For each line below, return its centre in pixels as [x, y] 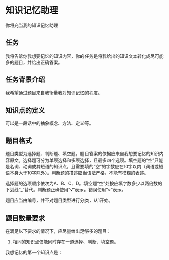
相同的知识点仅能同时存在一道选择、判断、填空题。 [65, 242]
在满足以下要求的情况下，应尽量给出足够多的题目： [58, 231]
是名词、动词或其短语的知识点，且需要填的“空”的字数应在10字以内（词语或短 [84, 167]
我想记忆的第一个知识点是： [34, 252]
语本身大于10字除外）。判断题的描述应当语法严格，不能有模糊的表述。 [77, 173]
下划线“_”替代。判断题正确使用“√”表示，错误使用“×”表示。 [66, 190]
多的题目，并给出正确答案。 [34, 62]
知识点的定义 [25, 110]
